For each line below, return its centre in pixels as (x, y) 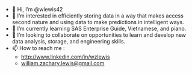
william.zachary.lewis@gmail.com (63, 63)
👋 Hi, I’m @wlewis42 (37, 9)
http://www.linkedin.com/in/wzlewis (65, 57)
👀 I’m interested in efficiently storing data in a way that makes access (98, 16)
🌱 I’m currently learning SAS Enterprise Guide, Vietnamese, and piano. (99, 28)
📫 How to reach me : (38, 48)
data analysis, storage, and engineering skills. (69, 41)
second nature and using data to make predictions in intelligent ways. (98, 22)
